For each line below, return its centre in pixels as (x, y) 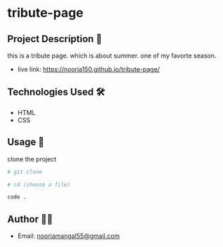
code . (17, 197)
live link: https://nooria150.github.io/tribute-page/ (89, 69)
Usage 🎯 (26, 142)
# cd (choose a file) (39, 185)
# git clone (25, 172)
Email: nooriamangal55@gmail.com (69, 236)
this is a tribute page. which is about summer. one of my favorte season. (112, 55)
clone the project (32, 159)
